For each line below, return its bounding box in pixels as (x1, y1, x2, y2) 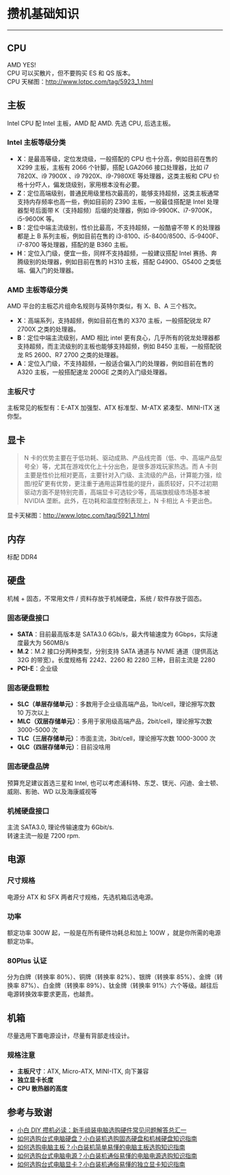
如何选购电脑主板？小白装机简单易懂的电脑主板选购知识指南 (16, 1143, 186, 1152)
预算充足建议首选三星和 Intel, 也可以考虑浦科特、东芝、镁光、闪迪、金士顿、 (7, 778, 222, 787)
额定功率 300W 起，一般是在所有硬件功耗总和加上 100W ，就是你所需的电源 (7, 929, 221, 937)
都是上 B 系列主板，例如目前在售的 (16, 231, 115, 240)
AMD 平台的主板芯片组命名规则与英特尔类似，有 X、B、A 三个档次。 (7, 302, 201, 310)
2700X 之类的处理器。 (16, 325, 80, 334)
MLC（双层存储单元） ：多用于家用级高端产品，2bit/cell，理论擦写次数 (16, 717, 212, 725)
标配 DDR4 (7, 553, 38, 561)
